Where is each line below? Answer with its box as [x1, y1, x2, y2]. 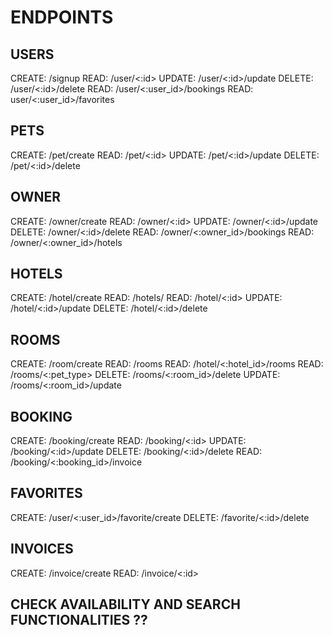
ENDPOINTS [10, 6, 114, 29]
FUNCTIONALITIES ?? [10, 612, 148, 629]
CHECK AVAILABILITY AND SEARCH [10, 596, 241, 613]
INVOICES [10, 541, 74, 558]
